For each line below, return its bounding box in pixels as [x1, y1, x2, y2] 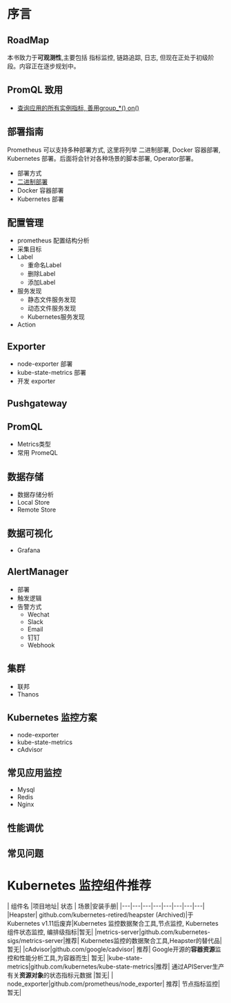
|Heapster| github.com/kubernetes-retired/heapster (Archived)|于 [7, 911, 194, 919]
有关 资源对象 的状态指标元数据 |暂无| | [7, 971, 114, 980]
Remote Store [17, 505, 57, 514]
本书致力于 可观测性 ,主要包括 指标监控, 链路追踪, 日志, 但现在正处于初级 [7, 53, 208, 61]
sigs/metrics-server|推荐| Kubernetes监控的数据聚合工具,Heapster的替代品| [7, 937, 222, 945]
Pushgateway [7, 398, 68, 409]
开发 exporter [17, 377, 56, 385]
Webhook [27, 641, 55, 649]
